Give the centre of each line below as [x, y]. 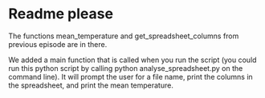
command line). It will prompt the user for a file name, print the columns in [130, 76]
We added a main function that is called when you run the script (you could [132, 60]
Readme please [61, 14]
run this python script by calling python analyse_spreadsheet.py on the [126, 68]
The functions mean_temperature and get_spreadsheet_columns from [124, 36]
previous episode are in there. [58, 44]
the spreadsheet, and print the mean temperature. [91, 85]
